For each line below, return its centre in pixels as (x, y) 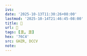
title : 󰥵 (14, 23)
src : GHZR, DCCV (21, 41)
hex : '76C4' (17, 37)
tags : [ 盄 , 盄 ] (20, 32)
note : (10, 46)
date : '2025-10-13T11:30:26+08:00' (41, 14)
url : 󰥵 (12, 28)
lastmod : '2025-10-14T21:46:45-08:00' (44, 19)
